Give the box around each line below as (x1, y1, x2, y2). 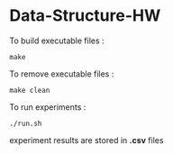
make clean (9, 86, 50, 95)
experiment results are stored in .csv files (9, 134, 164, 145)
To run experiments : (9, 101, 86, 113)
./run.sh (9, 119, 42, 128)
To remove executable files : (9, 68, 114, 79)
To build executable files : (9, 35, 105, 46)
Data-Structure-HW (9, 5, 161, 26)
